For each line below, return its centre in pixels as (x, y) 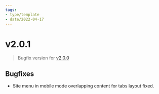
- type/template (22, 15)
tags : (11, 10)
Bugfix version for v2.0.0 (43, 58)
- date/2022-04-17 (25, 19)
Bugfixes (20, 74)
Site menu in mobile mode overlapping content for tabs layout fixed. (83, 86)
